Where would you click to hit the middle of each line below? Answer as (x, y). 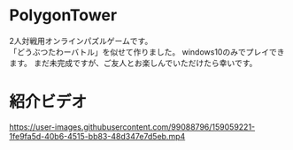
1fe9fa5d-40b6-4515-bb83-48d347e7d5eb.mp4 (97, 136)
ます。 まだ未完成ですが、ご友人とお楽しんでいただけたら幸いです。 (133, 63)
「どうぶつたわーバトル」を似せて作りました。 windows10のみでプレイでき (147, 52)
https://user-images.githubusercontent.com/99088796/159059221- (132, 127)
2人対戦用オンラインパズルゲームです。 (81, 41)
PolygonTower (63, 15)
